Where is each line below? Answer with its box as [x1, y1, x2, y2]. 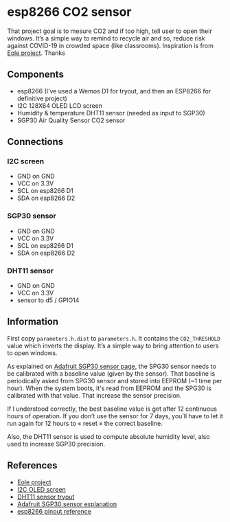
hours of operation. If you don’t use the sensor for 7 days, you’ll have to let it [7, 411, 223, 420]
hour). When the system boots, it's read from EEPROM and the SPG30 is [7, 384, 211, 392]
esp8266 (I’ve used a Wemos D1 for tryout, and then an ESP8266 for [16, 87, 211, 95]
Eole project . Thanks [7, 49, 65, 57]
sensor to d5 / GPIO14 [16, 296, 80, 304]
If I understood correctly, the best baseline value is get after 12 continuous [7, 405, 218, 413]
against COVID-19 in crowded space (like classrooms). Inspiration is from [7, 41, 214, 49]
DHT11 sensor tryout [16, 492, 75, 501]
